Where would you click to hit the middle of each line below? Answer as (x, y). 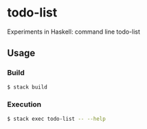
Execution (24, 104)
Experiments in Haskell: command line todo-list (74, 32)
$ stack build (27, 87)
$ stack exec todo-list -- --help (57, 119)
